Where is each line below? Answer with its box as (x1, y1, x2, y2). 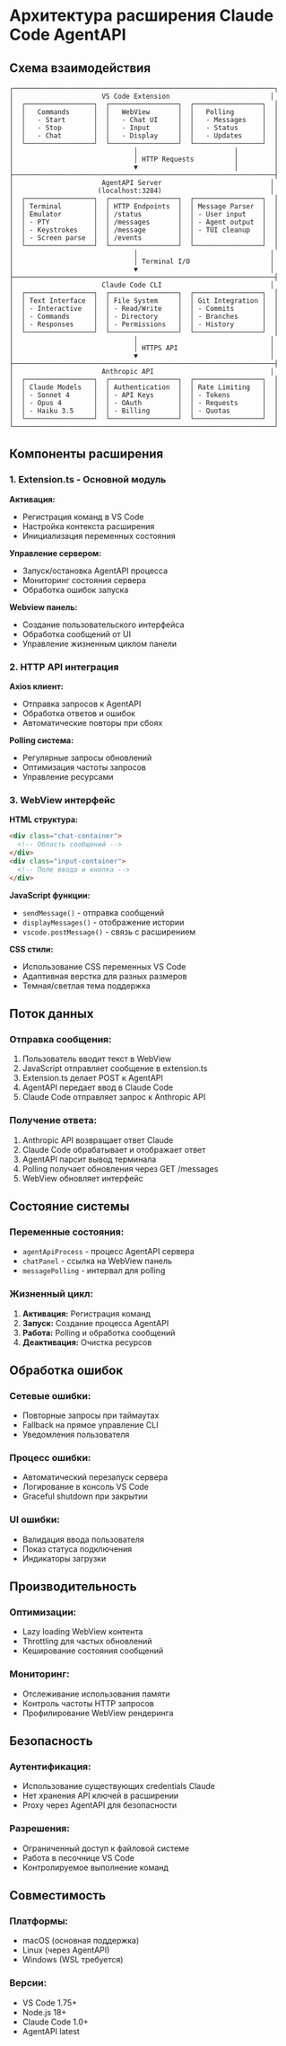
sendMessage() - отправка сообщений (22, 907, 164, 917)
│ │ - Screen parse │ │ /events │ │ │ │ (9, 234, 279, 243)
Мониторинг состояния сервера (22, 574, 146, 585)
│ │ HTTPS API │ (9, 343, 275, 352)
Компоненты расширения (9, 447, 164, 462)
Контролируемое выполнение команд (22, 1862, 169, 1873)
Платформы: (9, 1915, 69, 1927)
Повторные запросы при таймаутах (22, 1410, 160, 1421)
